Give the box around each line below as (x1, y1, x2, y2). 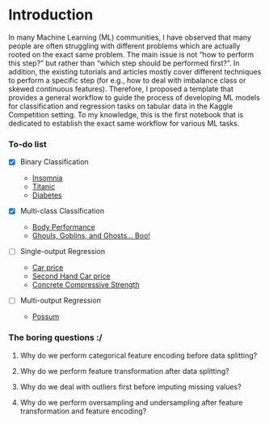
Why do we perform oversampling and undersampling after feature (19, 397, 243, 407)
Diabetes (32, 190, 62, 200)
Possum (32, 312, 60, 321)
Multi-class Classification (19, 206, 105, 216)
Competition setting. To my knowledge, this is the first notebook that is (8, 109, 244, 119)
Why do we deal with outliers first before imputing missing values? (19, 382, 242, 392)
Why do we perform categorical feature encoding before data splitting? (19, 350, 258, 360)
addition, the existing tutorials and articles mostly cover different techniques (8, 66, 262, 76)
